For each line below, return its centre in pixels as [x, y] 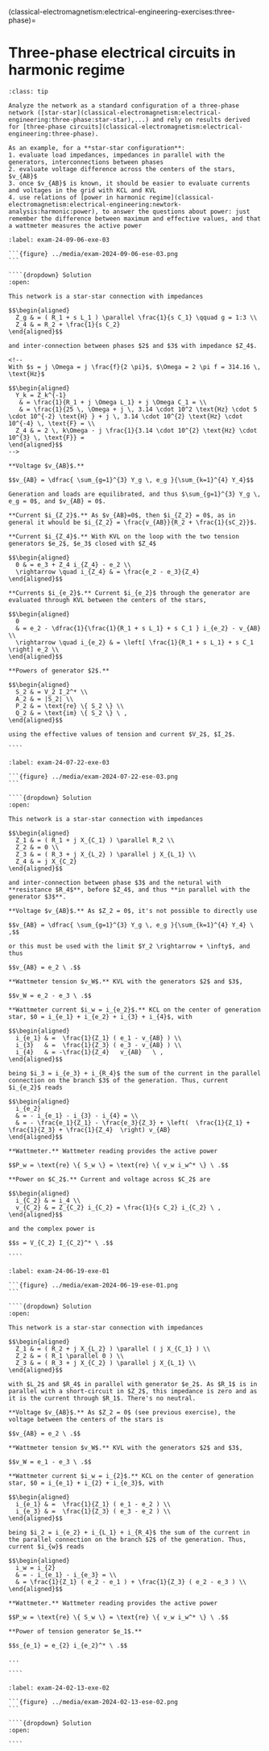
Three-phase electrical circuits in [122, 53]
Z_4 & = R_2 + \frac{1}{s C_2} [68, 325]
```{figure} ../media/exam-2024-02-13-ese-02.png [93, 1702]
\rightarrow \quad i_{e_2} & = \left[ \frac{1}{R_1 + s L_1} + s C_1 [134, 642]
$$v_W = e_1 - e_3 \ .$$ [50, 1462]
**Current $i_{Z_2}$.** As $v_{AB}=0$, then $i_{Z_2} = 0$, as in [122, 515]
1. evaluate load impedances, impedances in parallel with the [117, 155]
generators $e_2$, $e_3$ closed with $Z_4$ [83, 543]
